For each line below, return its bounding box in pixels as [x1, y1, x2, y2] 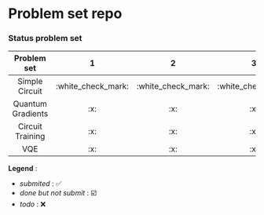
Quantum [13, 99, 47, 110]
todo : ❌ [19, 199, 46, 209]
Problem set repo [8, 5, 123, 23]
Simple [16, 76, 43, 87]
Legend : [8, 164, 38, 173]
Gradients [12, 108, 49, 119]
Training [15, 131, 46, 142]
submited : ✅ [19, 179, 62, 188]
